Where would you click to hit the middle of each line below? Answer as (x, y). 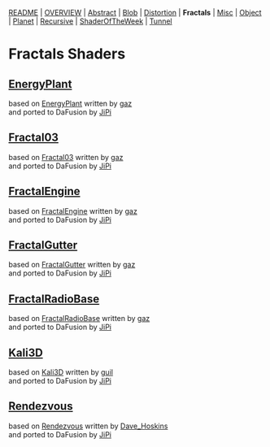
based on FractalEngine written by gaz (73, 210)
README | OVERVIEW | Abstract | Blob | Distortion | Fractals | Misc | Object (135, 13)
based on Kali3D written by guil (61, 372)
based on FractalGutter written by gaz (72, 265)
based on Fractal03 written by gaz (66, 157)
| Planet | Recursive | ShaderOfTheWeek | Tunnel (90, 21)
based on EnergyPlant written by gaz (70, 103)
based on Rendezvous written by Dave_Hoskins (88, 426)
